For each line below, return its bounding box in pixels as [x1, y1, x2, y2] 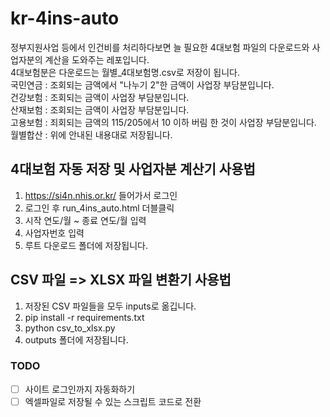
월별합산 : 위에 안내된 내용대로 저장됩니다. [10, 128, 173, 141]
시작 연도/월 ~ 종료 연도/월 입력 [24, 214, 147, 226]
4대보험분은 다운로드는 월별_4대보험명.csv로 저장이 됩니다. [10, 66, 240, 78]
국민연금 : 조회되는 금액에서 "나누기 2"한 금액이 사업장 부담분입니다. [10, 78, 275, 91]
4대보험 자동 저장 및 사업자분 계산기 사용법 [10, 161, 256, 178]
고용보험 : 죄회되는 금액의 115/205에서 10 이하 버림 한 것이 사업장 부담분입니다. [10, 116, 317, 128]
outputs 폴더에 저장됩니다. [24, 333, 129, 346]
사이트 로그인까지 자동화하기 [24, 383, 136, 395]
